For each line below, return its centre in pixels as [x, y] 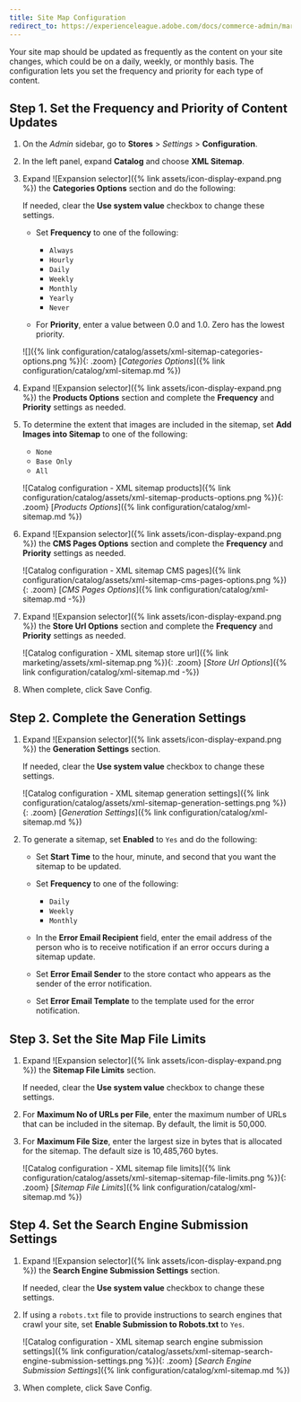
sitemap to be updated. [78, 867]
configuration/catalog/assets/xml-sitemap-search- [179, 1351]
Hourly [61, 260]
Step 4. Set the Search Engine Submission [129, 1226]
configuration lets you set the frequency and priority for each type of [137, 71]
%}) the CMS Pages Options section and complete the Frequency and [153, 543]
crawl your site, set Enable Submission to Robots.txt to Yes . [133, 1324]
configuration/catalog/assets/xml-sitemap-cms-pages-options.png [146, 580]
